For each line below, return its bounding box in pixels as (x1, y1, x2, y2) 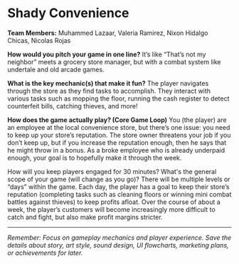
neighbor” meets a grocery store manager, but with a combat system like (7, 57, 221, 66)
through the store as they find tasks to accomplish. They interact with (7, 86, 211, 95)
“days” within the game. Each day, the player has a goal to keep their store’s (7, 182, 230, 191)
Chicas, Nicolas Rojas (7, 36, 71, 44)
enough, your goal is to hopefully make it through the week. (7, 153, 182, 162)
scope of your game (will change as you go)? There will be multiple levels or (7, 175, 230, 183)
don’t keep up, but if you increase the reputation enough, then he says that (7, 138, 226, 147)
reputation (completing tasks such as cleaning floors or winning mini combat (7, 190, 232, 198)
